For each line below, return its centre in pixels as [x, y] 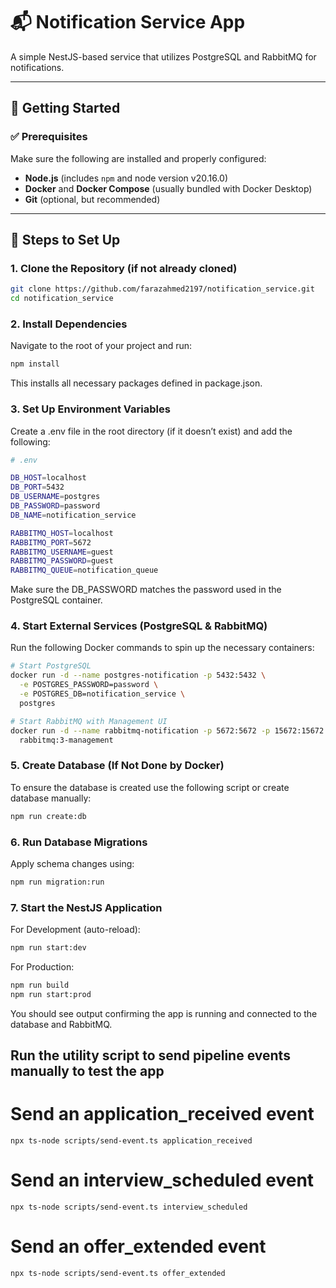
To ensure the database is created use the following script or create [150, 787]
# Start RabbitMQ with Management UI [89, 721]
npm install [35, 364]
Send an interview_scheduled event [162, 1180]
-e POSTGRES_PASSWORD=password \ [89, 685]
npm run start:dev [48, 948]
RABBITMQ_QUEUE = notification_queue [84, 570]
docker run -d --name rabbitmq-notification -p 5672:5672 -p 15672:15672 [167, 730]
